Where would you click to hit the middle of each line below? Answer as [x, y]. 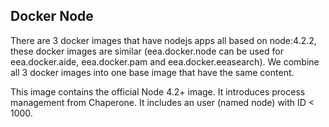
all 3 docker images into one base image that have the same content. [152, 72]
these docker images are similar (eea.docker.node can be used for [147, 51]
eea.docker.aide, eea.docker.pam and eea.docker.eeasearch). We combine [165, 61]
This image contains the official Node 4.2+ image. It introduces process [158, 91]
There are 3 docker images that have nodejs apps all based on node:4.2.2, [163, 40]
